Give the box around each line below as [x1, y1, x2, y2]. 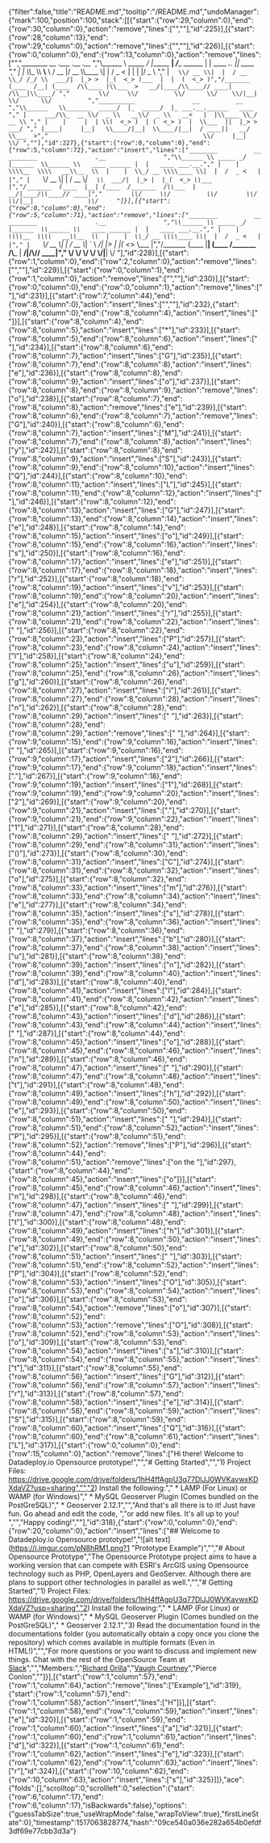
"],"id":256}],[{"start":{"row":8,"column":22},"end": [15, 626, 185, 635]
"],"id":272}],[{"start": [171, 831, 243, 840]
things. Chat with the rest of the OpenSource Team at [8, 1655, 185, 1664]
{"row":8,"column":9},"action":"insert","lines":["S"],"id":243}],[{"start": [8, 454, 242, 463]
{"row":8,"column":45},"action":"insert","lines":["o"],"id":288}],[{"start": [8, 1037, 246, 1046]
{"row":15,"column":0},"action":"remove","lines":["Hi [8, 1449, 181, 1458]
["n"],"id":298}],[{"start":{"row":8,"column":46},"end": [8, 1192, 188, 1201]
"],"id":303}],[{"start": [169, 1251, 243, 1261]
